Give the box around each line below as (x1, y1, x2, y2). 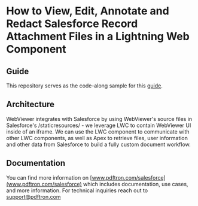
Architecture (6, 99, 55, 110)
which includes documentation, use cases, (83, 180, 188, 187)
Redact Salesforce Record (6, 17, 138, 31)
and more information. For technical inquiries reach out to (6, 187, 148, 194)
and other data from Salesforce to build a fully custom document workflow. (6, 141, 191, 148)
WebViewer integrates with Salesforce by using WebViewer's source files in (6, 115, 193, 122)
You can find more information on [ (6, 174, 93, 181)
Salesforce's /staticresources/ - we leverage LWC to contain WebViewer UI (6, 122, 191, 129)
